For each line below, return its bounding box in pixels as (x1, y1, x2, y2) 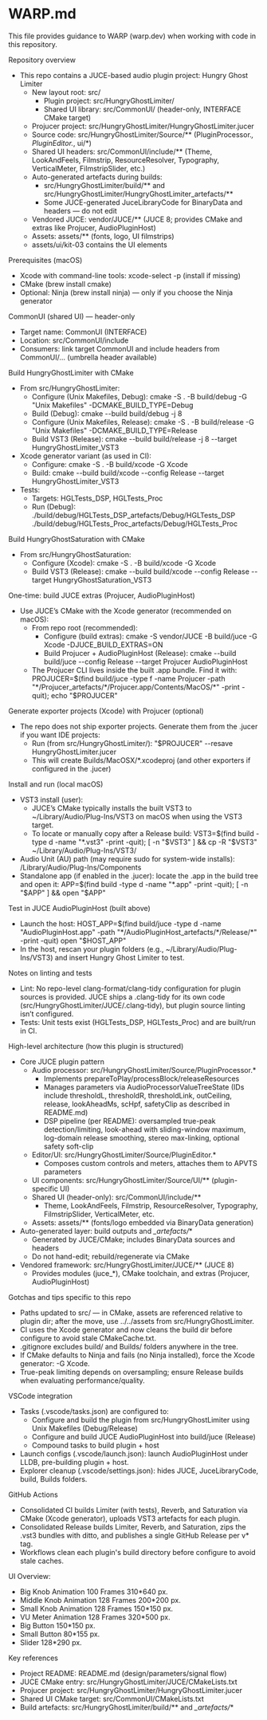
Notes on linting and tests (8, 968, 92, 977)
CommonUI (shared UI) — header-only (8, 312, 135, 321)
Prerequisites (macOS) (8, 255, 83, 265)
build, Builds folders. (19, 1474, 88, 1483)
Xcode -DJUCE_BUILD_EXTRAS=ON (43, 639, 163, 650)
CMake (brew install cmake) (19, 279, 112, 289)
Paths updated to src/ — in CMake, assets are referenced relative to (19, 1308, 243, 1317)
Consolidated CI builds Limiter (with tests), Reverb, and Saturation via (19, 1505, 249, 1514)
